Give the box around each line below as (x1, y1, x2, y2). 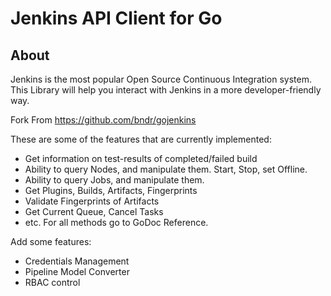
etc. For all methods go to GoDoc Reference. (24, 217, 209, 228)
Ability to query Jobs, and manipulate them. (24, 174, 205, 186)
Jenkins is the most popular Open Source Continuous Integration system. (10, 73, 312, 85)
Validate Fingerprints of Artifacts (24, 195, 160, 207)
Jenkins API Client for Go (10, 7, 223, 30)
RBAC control (24, 277, 81, 288)
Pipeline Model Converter (24, 266, 130, 277)
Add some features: (10, 236, 92, 247)
